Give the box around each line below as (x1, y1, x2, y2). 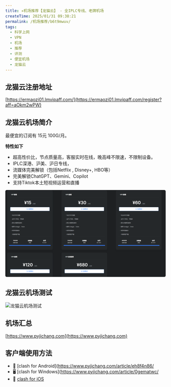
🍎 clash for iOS (12, 376, 44, 382)
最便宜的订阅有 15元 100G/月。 (5, 132, 70, 139)
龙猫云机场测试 (5, 288, 52, 297)
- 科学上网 (10, 30, 30, 35)
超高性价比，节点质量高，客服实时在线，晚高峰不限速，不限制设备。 (12, 154, 156, 160)
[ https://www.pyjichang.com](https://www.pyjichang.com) (5, 333, 128, 339)
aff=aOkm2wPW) (5, 102, 42, 108)
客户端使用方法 (5, 349, 52, 357)
